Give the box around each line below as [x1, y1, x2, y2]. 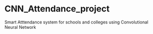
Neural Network [4, 24, 36, 30]
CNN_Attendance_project [4, 3, 110, 14]
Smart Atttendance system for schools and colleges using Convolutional [4, 19, 149, 25]
